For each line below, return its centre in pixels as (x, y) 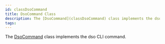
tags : (11, 23)
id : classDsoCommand (26, 9)
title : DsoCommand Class (30, 14)
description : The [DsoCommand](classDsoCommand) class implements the (79, 18)
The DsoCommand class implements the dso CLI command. (66, 37)
